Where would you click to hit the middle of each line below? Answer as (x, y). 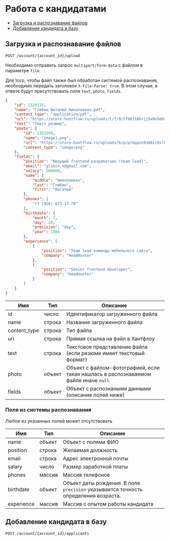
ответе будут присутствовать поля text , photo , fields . (64, 91)
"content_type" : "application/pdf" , (53, 114)
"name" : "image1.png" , (47, 138)
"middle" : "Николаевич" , (58, 180)
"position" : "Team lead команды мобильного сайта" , (97, 251)
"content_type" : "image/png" (54, 147)
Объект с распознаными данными (109, 388)
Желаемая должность (90, 450)
